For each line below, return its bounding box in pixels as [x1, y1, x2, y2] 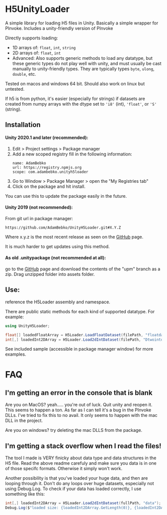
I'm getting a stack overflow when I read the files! [5, 442, 162, 450]
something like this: [5, 491, 45, 497]
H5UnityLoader [5, 3, 70, 15]
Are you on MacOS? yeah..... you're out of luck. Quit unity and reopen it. [5, 402, 153, 408]
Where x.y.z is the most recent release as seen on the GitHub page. [5, 234, 144, 240]
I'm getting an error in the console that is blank [5, 388, 153, 397]
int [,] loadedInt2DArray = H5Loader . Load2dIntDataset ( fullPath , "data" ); [5, 501, 162, 506]
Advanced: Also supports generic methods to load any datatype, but [12, 55, 153, 61]
